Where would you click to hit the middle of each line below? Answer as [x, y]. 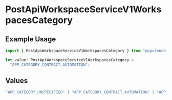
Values [17, 81]
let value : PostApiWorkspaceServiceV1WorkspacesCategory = [70, 60]
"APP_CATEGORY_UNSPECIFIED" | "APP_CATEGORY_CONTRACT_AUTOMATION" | [80, 92]
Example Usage [31, 39]
